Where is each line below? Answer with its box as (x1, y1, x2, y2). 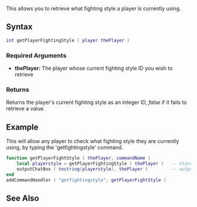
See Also (6, 193, 39, 203)
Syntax (6, 22, 33, 32)
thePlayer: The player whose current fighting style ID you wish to (14, 65, 173, 72)
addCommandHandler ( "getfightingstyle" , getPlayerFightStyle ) (6, 177, 167, 183)
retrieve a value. (6, 105, 45, 112)
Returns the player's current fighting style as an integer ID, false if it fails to (6, 99, 187, 106)
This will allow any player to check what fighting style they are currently (6, 138, 179, 145)
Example (6, 122, 39, 132)
